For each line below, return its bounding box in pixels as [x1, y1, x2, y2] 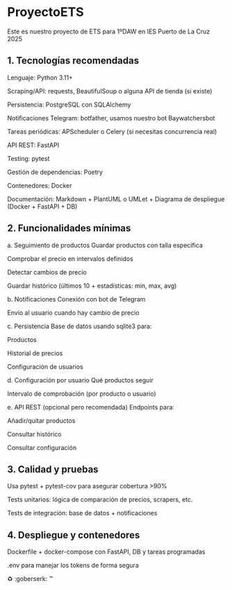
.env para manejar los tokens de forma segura [7, 561, 139, 570]
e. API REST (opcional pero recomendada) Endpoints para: [7, 403, 175, 411]
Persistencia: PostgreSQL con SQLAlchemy [7, 100, 131, 109]
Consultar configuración [7, 443, 77, 451]
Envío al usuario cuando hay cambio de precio [7, 308, 140, 317]
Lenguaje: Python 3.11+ [7, 73, 73, 81]
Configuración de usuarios [7, 362, 83, 371]
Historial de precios [7, 349, 63, 357]
